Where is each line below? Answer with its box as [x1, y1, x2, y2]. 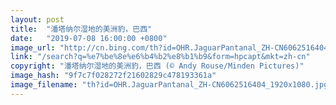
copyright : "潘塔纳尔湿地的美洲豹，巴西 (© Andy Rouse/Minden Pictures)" [10, 61, 305, 71]
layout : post [10, 14, 65, 25]
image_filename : [10, 80, 78, 90]
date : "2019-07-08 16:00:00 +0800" [10, 33, 168, 43]
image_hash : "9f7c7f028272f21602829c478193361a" [10, 71, 217, 81]
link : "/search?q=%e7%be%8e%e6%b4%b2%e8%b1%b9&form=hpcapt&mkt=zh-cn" [10, 52, 311, 62]
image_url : [10, 42, 56, 53]
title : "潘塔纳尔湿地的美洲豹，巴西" [10, 24, 153, 34]
